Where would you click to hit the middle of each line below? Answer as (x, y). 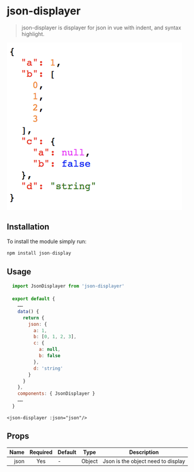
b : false (50, 356)
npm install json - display (39, 253)
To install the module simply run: (47, 241)
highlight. (33, 34)
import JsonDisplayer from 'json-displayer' (68, 286)
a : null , (50, 350)
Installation (28, 227)
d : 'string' (48, 368)
